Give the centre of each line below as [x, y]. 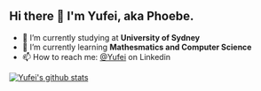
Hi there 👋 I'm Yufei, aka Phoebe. [102, 16]
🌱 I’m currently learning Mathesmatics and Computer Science [137, 47]
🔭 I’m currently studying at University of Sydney [111, 37]
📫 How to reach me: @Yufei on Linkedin [96, 57]
